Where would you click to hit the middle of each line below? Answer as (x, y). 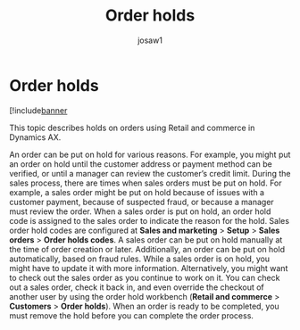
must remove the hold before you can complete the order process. (132, 315)
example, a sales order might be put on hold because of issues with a (137, 192)
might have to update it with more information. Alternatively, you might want (149, 268)
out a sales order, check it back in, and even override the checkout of (137, 287)
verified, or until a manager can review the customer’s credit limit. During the (150, 173)
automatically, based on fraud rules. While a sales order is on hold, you (140, 259)
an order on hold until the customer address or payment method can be (141, 164)
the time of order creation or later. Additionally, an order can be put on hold (147, 249)
